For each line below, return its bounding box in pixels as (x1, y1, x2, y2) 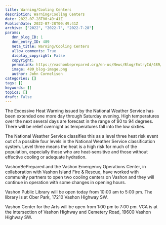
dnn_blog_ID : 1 (11, 35, 43, 40)
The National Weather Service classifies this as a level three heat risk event (5, 133, 158, 139)
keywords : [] (5, 85, 32, 90)
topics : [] (5, 90, 28, 95)
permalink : (11, 62, 35, 67)
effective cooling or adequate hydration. (5, 154, 87, 160)
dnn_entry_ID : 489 (11, 39, 50, 44)
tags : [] (5, 80, 23, 85)
